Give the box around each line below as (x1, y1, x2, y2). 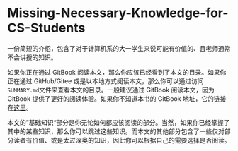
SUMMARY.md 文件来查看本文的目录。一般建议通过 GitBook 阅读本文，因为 (7, 85, 215, 94)
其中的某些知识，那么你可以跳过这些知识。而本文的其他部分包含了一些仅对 (7, 127, 225, 135)
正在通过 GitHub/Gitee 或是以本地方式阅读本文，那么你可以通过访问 (7, 76, 204, 85)
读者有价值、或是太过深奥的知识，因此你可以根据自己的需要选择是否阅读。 (13, 135, 231, 144)
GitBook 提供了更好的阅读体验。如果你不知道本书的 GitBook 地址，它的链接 (7, 94, 227, 103)
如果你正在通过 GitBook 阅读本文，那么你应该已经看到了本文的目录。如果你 (7, 68, 227, 76)
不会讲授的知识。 (7, 53, 57, 61)
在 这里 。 (7, 103, 33, 111)
